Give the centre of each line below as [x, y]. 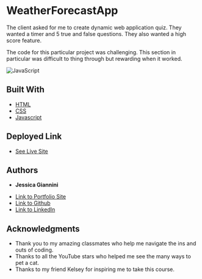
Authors [22, 170]
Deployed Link [34, 137]
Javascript [28, 117]
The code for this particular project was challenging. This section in [91, 52]
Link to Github [33, 203]
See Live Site [32, 151]
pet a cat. [27, 263]
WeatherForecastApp [62, 11]
